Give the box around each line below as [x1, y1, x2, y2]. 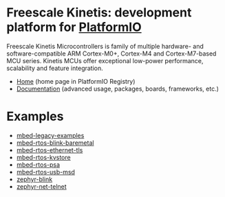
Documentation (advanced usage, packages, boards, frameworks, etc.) [16, 84, 219, 93]
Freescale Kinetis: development [6, 5, 192, 21]
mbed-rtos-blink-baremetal [16, 139, 94, 147]
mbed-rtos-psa [16, 160, 60, 169]
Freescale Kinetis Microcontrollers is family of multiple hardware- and [6, 42, 204, 50]
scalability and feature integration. [6, 64, 104, 72]
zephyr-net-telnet [16, 182, 67, 190]
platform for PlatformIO [6, 19, 142, 35]
